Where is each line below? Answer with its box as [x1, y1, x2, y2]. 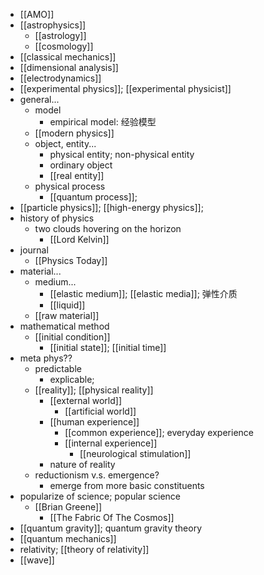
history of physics [19, 212, 95, 224]
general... [19, 94, 60, 105]
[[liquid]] [49, 299, 86, 311]
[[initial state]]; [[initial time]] [49, 342, 167, 353]
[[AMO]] [19, 9, 55, 20]
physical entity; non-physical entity [49, 149, 195, 160]
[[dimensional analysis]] [19, 62, 119, 73]
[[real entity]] [49, 170, 105, 181]
